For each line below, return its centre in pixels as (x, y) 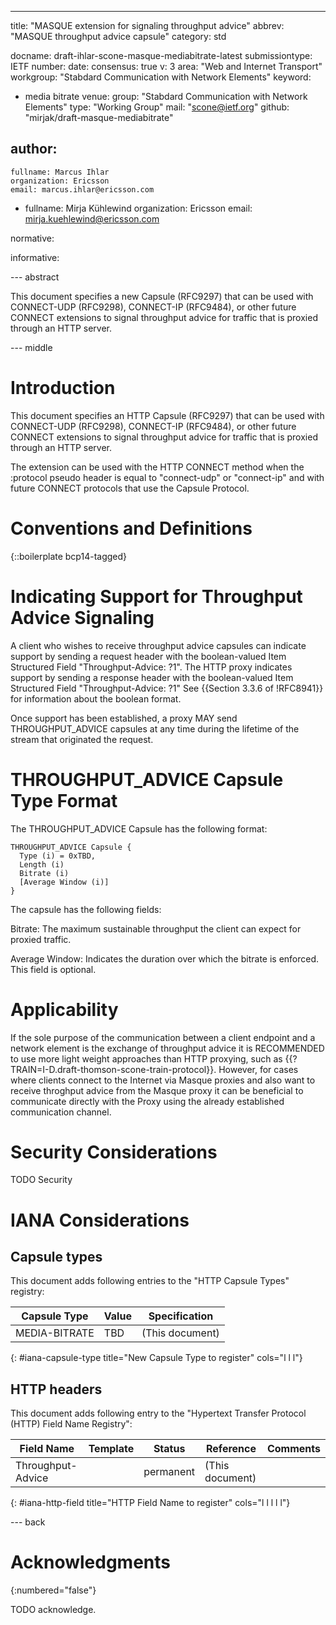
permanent (169, 1472)
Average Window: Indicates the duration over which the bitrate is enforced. (165, 958)
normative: (32, 238)
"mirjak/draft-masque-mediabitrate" (99, 117)
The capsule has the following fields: (86, 909)
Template (111, 1449)
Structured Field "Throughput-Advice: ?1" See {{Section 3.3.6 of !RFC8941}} (167, 688)
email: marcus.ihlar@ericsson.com (82, 189)
